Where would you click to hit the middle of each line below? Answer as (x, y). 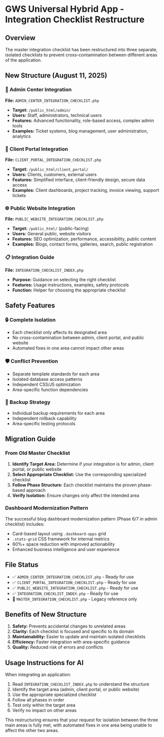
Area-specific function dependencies (50, 389)
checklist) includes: (25, 524)
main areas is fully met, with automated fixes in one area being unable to (79, 725)
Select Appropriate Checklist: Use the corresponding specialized (79, 474)
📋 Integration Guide (30, 258)
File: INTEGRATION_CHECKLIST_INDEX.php (44, 270)
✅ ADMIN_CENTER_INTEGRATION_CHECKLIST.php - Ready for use (73, 577)
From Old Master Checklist (38, 453)
